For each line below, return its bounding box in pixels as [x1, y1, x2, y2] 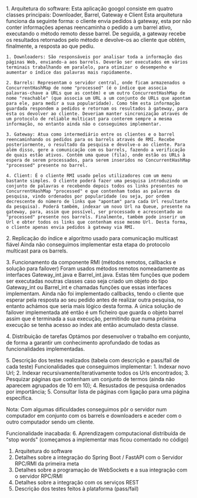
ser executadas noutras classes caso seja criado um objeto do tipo [6, 277, 168, 284]
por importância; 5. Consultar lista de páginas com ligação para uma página [6, 388, 190, 395]
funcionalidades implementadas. [6, 345, 85, 352]
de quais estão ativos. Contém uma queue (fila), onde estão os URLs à [6, 152, 185, 158]
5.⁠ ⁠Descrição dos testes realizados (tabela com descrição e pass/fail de [6, 357, 179, 363]
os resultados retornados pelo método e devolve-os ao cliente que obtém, [6, 37, 186, 43]
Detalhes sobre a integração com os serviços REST [14, 479, 139, 486]
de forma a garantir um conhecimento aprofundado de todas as [6, 339, 161, 346]
